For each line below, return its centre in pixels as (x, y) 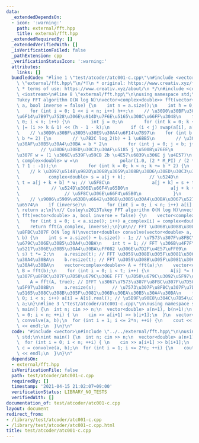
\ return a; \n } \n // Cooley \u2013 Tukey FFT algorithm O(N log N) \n (100, 210)
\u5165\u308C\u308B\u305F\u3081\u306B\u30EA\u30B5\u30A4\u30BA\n (99, 293)
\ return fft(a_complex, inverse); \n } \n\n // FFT (82, 227)
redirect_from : (25, 414)
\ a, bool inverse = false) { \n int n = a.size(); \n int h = (102, 105)
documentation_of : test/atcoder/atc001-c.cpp (63, 403)
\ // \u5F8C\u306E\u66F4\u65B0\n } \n (99, 193)
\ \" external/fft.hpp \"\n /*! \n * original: (71, 84)
